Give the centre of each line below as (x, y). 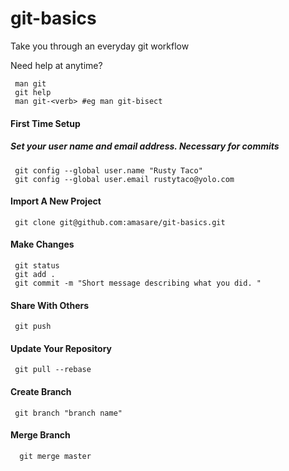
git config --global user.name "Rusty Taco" (108, 170)
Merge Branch (40, 435)
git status (37, 265)
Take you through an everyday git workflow (100, 46)
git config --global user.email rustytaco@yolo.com (124, 179)
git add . (35, 274)
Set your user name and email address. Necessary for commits (145, 146)
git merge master (55, 456)
